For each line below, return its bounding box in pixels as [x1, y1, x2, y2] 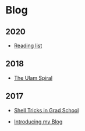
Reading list [13, 42, 42, 49]
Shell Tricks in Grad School [13, 107, 79, 114]
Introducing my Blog [13, 118, 63, 125]
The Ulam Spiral [13, 74, 53, 82]
